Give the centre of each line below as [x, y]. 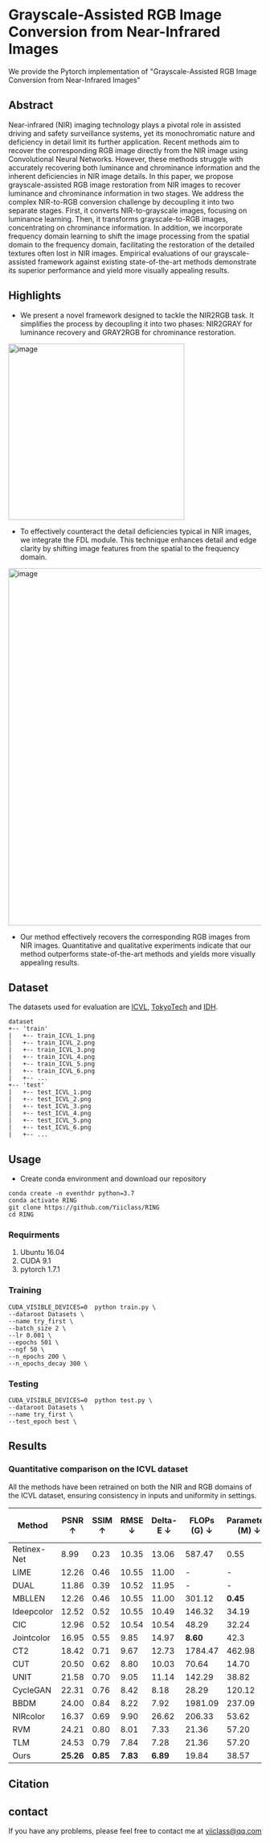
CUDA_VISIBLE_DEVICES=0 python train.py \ [82, 1307]
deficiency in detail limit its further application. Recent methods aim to [124, 142]
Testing [23, 1384]
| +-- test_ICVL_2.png [50, 1099]
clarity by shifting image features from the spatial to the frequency [129, 548]
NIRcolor [29, 1716]
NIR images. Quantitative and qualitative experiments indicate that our [135, 945]
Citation [29, 1784]
